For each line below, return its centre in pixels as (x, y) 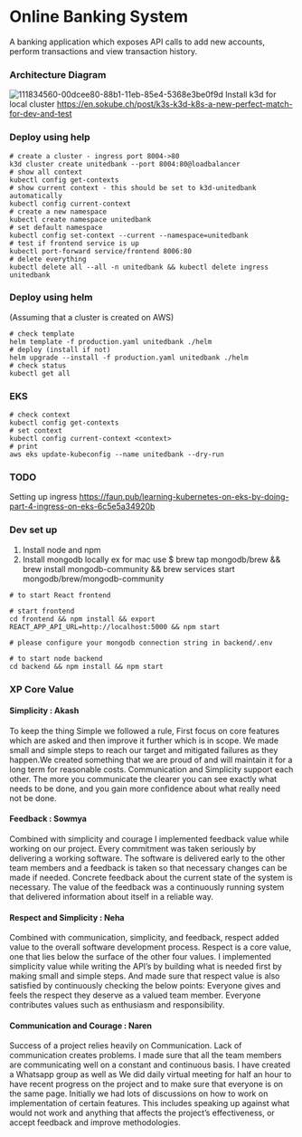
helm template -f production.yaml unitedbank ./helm (111, 341)
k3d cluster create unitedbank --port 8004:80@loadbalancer (125, 164)
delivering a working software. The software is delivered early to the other (147, 858)
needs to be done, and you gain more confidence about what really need (145, 788)
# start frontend (42, 611)
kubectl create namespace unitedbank (80, 219)
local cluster (33, 104)
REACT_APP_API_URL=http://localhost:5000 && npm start (115, 626)
